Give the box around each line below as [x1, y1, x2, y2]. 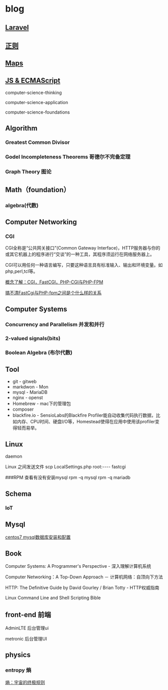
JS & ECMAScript [5, 76, 60, 85]
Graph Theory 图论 [5, 168, 52, 175]
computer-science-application [5, 100, 68, 106]
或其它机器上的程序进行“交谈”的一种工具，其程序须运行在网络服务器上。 [5, 251, 155, 258]
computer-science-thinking [5, 89, 62, 96]
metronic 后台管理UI [5, 635, 47, 642]
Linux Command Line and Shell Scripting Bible [5, 595, 101, 601]
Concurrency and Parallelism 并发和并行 [5, 321, 105, 328]
